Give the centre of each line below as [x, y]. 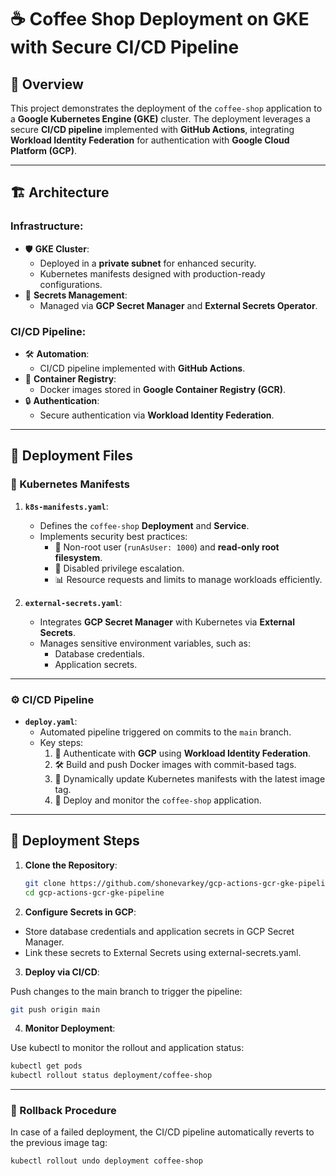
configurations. [71, 284]
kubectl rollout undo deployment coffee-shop [106, 1161]
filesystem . [78, 557]
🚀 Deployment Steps [75, 841]
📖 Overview [47, 84]
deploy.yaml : [51, 721]
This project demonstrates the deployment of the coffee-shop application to [166, 108]
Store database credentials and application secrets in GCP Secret [159, 931]
